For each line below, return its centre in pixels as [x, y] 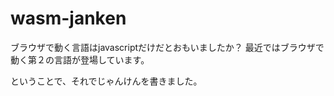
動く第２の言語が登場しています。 [80, 59]
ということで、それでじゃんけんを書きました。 [106, 81]
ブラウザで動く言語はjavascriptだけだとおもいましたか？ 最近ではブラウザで [167, 47]
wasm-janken [68, 18]
